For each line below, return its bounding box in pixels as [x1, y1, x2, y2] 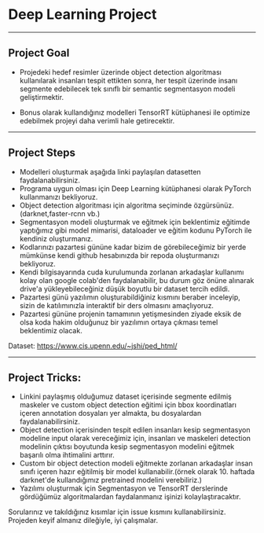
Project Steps [8, 146, 76, 160]
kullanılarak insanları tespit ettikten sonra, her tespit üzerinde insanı [19, 75, 238, 85]
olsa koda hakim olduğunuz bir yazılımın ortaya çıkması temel [19, 317, 218, 327]
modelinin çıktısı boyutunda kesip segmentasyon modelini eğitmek [19, 442, 235, 451]
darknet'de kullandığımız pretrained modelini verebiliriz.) [19, 476, 203, 485]
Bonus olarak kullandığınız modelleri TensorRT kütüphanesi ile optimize [19, 108, 251, 117]
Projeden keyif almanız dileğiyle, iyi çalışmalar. [8, 516, 159, 525]
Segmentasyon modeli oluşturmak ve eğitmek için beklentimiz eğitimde [19, 217, 251, 226]
